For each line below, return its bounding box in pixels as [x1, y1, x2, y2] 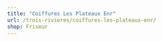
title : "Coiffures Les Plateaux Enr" [7, 10, 117, 17]
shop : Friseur [7, 23, 49, 30]
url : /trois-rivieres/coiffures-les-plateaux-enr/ [7, 17, 157, 24]
